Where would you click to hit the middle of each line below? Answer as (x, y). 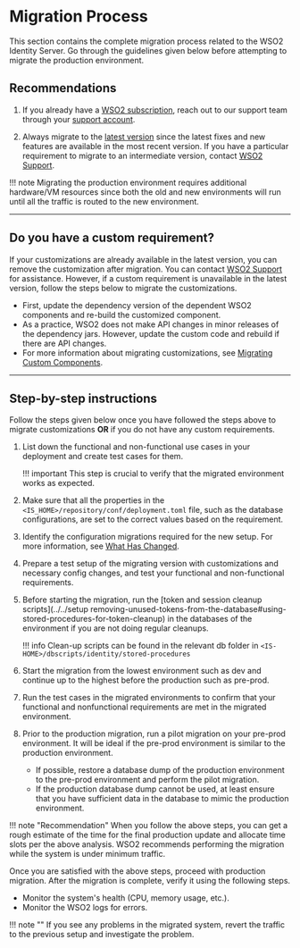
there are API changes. (64, 343)
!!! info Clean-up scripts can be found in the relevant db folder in (140, 646)
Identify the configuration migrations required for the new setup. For (148, 537)
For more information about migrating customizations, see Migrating (147, 352)
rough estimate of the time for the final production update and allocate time (147, 835)
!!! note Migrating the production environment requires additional (128, 182)
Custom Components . (62, 362)
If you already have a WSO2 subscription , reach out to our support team (155, 110)
